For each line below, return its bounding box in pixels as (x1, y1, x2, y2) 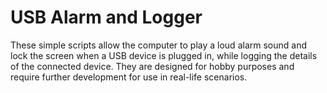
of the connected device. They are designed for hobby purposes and (10, 60, 295, 72)
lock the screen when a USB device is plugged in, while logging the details (10, 49, 318, 61)
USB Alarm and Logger (10, 6, 203, 29)
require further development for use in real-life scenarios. (10, 71, 248, 83)
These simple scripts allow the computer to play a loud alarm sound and (10, 39, 307, 51)
